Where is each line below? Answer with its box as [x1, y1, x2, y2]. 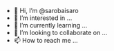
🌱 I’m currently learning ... [13, 21, 88, 29]
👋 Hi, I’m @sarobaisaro [13, 7, 79, 14]
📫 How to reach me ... [13, 37, 78, 44]
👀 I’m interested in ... [13, 14, 73, 22]
